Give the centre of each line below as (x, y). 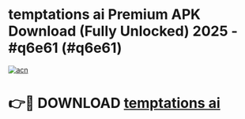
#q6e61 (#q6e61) (65, 48)
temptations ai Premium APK (105, 15)
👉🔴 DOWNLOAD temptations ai (114, 103)
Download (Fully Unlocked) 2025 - (123, 31)
